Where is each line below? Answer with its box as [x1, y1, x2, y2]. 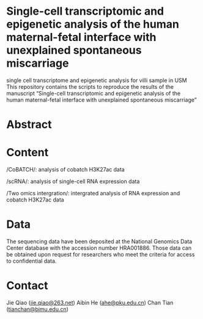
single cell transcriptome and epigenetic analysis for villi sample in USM [6, 77, 188, 84]
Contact [6, 279, 48, 293]
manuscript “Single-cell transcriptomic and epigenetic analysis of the [6, 89, 181, 97]
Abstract [6, 118, 52, 132]
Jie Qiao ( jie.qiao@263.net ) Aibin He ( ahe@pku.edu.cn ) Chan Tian [6, 299, 174, 306]
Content [6, 146, 49, 160]
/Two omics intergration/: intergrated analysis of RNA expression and [6, 190, 180, 197]
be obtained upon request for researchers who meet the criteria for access [6, 251, 195, 258]
